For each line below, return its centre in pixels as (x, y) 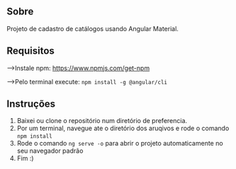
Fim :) (25, 158)
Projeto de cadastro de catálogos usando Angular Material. (92, 28)
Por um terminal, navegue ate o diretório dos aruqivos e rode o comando (123, 128)
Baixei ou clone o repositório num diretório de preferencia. (102, 121)
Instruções (31, 104)
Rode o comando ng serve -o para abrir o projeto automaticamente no (120, 144)
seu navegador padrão (50, 151)
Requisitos (30, 51)
